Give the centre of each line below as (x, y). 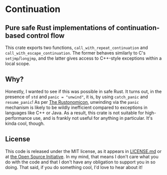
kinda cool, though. (25, 123)
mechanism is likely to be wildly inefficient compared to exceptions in (77, 107)
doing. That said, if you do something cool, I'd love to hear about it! (74, 167)
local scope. (18, 63)
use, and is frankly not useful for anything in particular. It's (93, 118)
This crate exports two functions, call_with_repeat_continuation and (77, 48)
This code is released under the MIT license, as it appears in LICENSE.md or (83, 151)
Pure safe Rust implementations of (60, 28)
